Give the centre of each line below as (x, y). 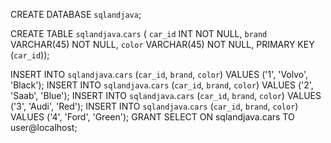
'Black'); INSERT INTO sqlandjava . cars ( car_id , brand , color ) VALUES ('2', (162, 85)
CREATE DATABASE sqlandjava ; (76, 14)
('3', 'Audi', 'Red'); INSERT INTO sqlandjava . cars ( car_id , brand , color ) (154, 106)
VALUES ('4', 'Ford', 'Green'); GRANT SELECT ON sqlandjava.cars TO (152, 117)
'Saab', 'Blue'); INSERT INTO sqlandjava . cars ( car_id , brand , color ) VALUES (166, 95)
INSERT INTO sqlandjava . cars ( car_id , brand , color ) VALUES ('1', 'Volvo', (159, 74)
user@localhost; (44, 127)
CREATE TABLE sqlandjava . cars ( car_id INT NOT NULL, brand (139, 33)
